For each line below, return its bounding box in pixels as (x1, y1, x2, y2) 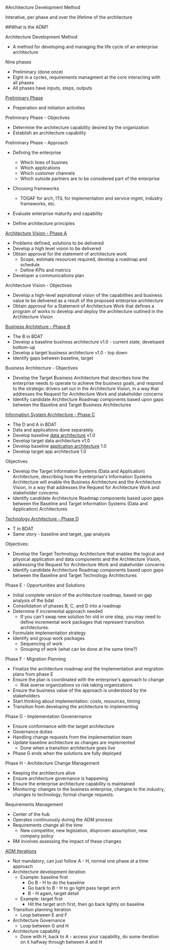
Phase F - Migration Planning (5, 656, 66, 662)
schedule (20, 262, 40, 267)
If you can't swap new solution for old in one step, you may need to (20, 614, 161, 620)
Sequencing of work (20, 640, 63, 647)
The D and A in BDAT (12, 421, 57, 427)
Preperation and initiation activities (12, 105, 85, 111)
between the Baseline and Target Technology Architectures (12, 572, 137, 578)
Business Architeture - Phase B (5, 324, 71, 329)
